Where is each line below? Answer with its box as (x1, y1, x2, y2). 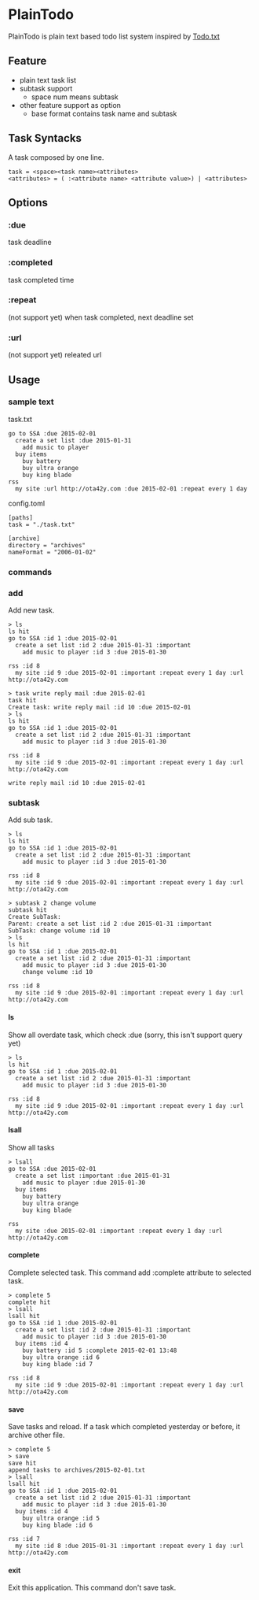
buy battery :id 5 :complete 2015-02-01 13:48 (22, 1346, 177, 1354)
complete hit (8, 1298, 51, 1306)
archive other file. (8, 1431, 65, 1440)
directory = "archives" (8, 541, 86, 549)
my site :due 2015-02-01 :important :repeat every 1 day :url (15, 1227, 223, 1235)
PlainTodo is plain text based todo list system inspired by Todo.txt (8, 31, 220, 41)
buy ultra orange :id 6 (22, 1353, 100, 1361)
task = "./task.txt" (8, 520, 76, 528)
